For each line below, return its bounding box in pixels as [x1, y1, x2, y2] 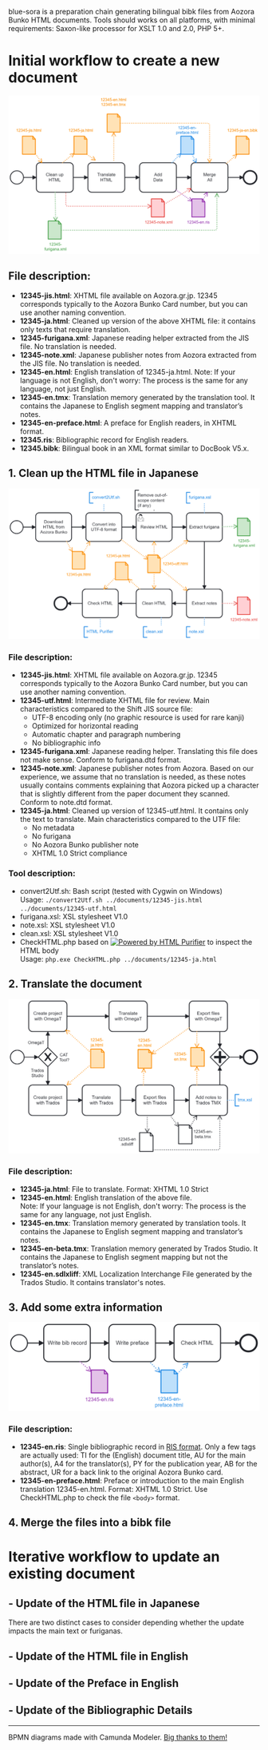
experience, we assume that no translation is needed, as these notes [19, 772, 246, 781]
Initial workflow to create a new [8, 52, 220, 70]
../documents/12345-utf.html [19, 904, 117, 913]
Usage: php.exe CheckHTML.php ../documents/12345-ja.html [19, 954, 217, 963]
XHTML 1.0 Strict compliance [31, 848, 128, 858]
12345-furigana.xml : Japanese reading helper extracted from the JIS [19, 333, 250, 343]
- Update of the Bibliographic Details [8, 1704, 193, 1717]
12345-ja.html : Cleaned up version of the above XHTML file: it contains [19, 315, 256, 326]
